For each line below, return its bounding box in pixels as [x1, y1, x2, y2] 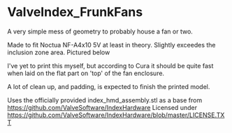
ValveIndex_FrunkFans [7, 4, 143, 20]
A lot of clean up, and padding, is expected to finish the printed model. [7, 82, 210, 91]
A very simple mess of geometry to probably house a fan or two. [7, 27, 194, 36]
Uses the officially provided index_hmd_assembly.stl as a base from [7, 95, 203, 104]
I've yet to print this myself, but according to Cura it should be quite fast [7, 61, 214, 70]
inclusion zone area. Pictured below [7, 48, 110, 56]
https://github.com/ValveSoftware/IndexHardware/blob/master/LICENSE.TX [7, 111, 225, 119]
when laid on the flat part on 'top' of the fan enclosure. [7, 69, 165, 77]
